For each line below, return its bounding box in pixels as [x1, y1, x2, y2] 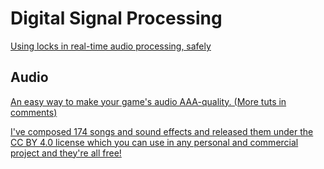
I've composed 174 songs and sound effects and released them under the [10, 125, 314, 137]
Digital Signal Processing [10, 7, 223, 30]
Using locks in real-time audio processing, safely [10, 40, 212, 52]
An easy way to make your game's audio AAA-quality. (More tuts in [10, 95, 287, 107]
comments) [10, 106, 58, 118]
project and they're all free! [10, 147, 122, 159]
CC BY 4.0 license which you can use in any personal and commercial [10, 136, 299, 148]
